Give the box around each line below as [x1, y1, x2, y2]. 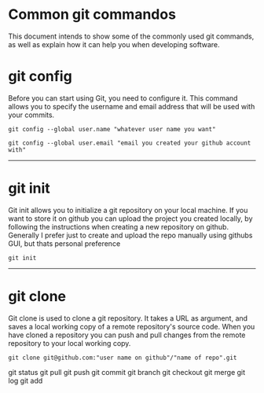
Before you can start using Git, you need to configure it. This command [8, 93, 238, 103]
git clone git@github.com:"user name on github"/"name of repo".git [8, 354, 237, 362]
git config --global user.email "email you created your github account [8, 139, 251, 147]
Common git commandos [8, 6, 177, 24]
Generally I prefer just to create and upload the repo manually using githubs [8, 230, 253, 240]
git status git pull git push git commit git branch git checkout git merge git [8, 367, 246, 376]
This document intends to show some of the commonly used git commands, [8, 31, 255, 41]
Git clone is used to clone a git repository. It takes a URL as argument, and [8, 313, 248, 323]
